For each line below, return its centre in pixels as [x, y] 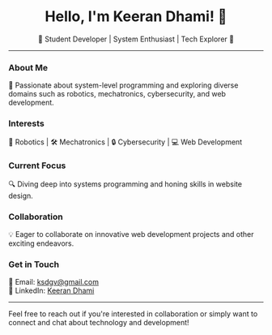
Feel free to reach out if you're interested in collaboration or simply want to [133, 314]
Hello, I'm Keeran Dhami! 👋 [136, 17]
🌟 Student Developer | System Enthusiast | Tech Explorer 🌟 [136, 39]
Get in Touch [34, 264]
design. [21, 195]
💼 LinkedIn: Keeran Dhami [51, 290]
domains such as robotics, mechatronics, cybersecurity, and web [117, 94]
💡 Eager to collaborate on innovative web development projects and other [131, 234]
